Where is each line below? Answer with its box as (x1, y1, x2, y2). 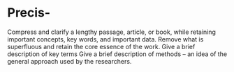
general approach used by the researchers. (7, 57, 132, 65)
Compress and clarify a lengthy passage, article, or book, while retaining (7, 28, 217, 36)
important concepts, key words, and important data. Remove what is (7, 35, 204, 43)
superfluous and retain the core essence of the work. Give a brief (7, 42, 196, 51)
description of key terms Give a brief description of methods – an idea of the (7, 50, 228, 58)
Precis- (7, 5, 51, 21)
